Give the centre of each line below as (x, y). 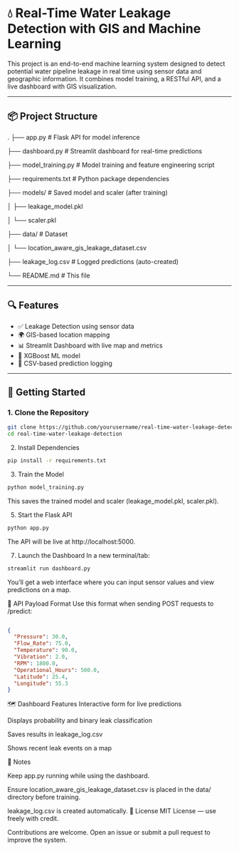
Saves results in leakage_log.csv (55, 734)
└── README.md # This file (49, 275)
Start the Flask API (45, 514)
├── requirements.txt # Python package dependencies (88, 178)
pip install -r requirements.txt (57, 461)
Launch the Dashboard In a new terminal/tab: (84, 555)
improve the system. (37, 840)
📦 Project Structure (53, 117)
